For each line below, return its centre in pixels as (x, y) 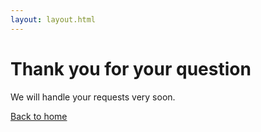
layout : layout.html (53, 19)
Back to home (39, 116)
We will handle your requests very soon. (93, 97)
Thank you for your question (131, 68)
